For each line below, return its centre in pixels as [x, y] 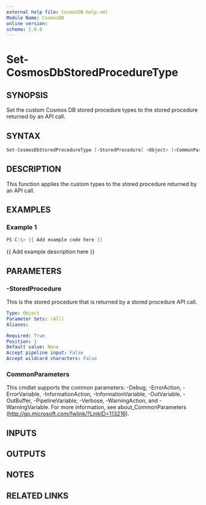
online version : [27, 23]
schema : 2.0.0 [25, 29]
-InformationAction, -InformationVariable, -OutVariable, [112, 394]
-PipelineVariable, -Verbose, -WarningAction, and [96, 401]
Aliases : [17, 324]
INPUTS [21, 433]
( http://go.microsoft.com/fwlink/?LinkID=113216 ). [68, 414]
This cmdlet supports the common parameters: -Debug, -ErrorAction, [94, 388]
